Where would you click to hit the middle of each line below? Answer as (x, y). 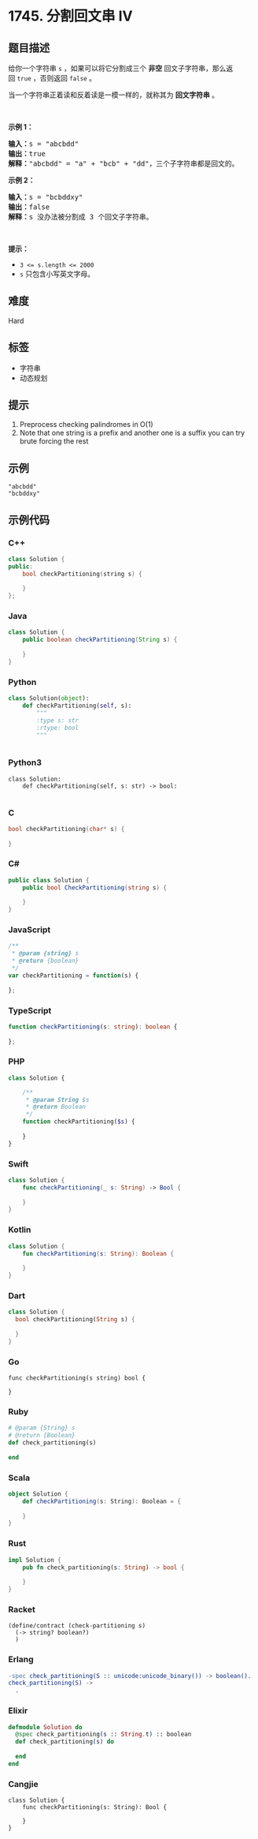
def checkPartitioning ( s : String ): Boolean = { (101, 1501)
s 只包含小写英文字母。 (57, 274)
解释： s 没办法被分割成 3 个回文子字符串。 (81, 217)
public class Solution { (49, 880)
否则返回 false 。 (68, 78)
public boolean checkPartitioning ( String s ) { (100, 640)
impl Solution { (35, 1560)
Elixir (18, 1711)
